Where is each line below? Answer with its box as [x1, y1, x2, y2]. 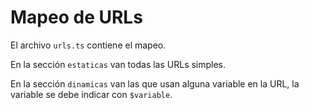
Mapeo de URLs [10, 6, 143, 29]
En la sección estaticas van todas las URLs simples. [10, 58, 227, 70]
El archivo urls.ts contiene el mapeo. [10, 39, 167, 51]
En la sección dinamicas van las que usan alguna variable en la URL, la [10, 77, 300, 90]
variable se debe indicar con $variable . [10, 88, 173, 100]
